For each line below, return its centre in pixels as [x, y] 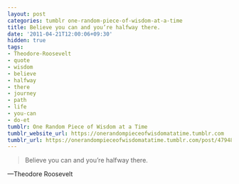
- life [17, 107]
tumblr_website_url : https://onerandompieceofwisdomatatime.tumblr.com [116, 133]
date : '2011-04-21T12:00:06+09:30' [60, 34]
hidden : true [27, 41]
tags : [15, 47]
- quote [19, 61]
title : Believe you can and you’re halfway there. [84, 27]
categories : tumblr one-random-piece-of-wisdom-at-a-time [95, 21]
